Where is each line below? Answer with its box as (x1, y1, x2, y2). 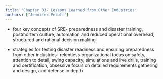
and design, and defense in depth (12, 67, 83, 73)
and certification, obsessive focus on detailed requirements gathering (12, 62, 158, 68)
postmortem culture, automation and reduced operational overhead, (12, 31, 155, 37)
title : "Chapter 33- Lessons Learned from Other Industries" (5, 7, 137, 13)
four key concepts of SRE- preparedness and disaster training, (12, 26, 143, 32)
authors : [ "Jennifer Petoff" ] (5, 12, 69, 17)
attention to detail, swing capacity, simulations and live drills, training (12, 57, 156, 63)
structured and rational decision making (12, 36, 96, 43)
